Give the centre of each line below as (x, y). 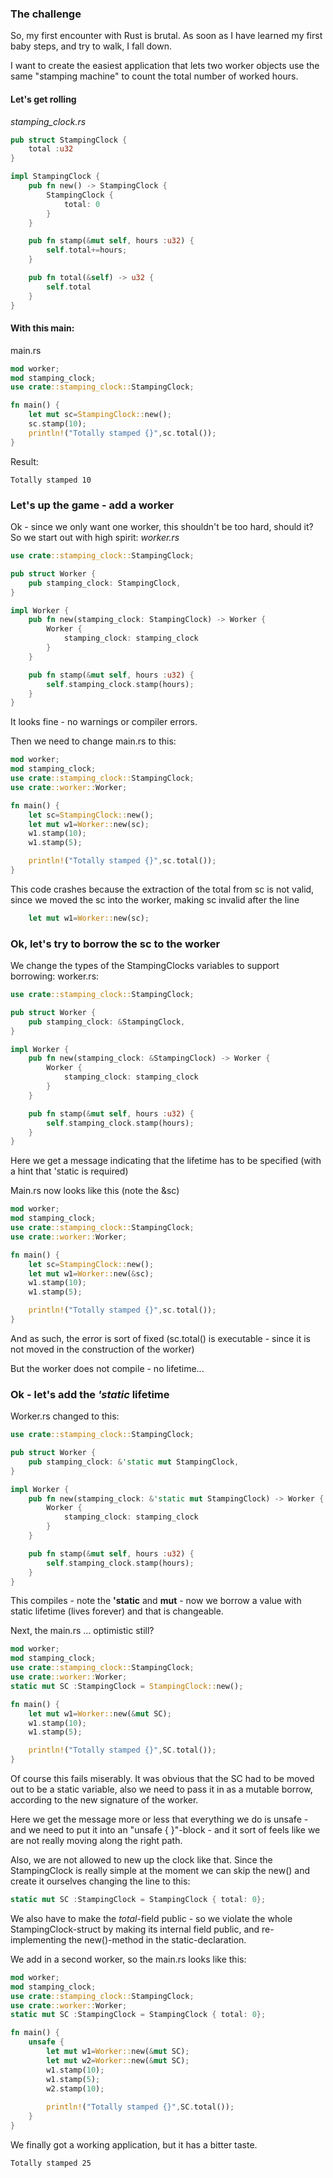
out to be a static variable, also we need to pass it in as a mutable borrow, (161, 1789)
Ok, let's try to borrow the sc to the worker (115, 944)
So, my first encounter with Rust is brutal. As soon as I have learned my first (166, 36)
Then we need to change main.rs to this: (93, 741)
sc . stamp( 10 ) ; (57, 424)
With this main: (42, 328)
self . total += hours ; (87, 250)
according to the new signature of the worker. (104, 1800)
